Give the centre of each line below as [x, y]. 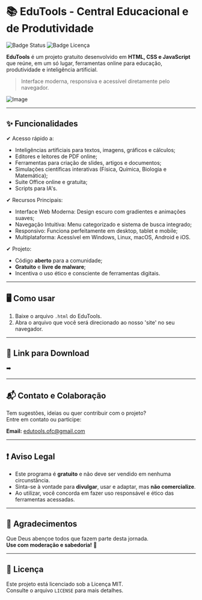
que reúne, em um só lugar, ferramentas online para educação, [84, 63]
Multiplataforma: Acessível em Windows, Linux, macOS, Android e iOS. [103, 237]
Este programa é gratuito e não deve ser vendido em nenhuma [93, 474]
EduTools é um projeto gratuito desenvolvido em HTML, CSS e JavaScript [98, 57]
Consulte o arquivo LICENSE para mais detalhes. [65, 590]
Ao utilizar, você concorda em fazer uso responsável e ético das [94, 493]
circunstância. [32, 480]
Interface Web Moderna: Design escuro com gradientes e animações [100, 212]
